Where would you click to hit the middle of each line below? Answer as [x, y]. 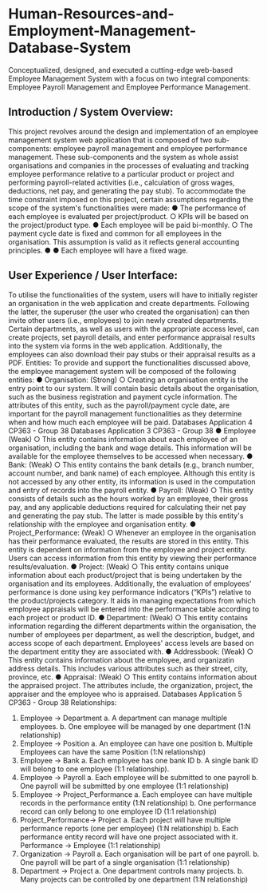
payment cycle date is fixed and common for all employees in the [115, 233]
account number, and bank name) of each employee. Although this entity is [132, 473]
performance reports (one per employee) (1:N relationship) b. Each [129, 828]
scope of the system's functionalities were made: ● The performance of [127, 208]
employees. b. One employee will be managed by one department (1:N [135, 726]
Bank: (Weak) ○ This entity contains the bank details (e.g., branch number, [131, 464]
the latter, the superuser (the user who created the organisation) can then [129, 312]
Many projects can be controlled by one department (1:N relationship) [134, 879]
